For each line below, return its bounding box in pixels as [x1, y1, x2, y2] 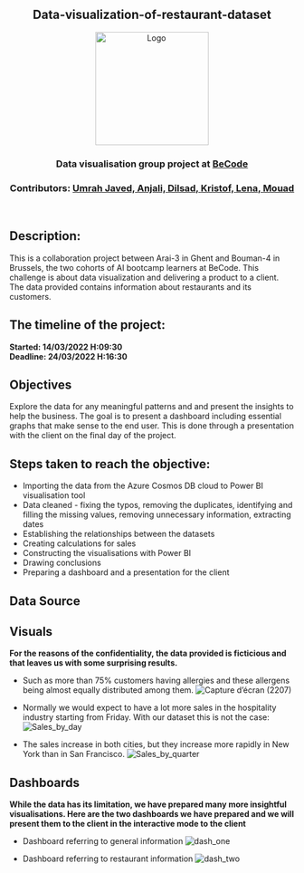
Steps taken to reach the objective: [9, 456, 211, 472]
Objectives [9, 378, 72, 393]
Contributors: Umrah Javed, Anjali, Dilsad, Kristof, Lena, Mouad [9, 181, 295, 194]
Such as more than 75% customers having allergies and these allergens [22, 675, 290, 686]
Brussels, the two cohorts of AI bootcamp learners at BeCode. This [9, 262, 260, 273]
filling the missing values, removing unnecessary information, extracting [22, 509, 291, 520]
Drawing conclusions [22, 557, 101, 569]
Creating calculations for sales [22, 538, 137, 549]
